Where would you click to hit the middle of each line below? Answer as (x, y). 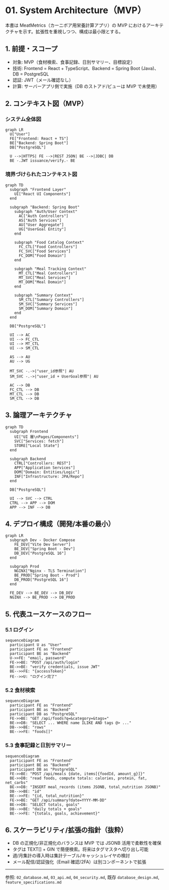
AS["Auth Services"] (40, 220)
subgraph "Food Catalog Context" (49, 242)
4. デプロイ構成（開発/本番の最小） (60, 524)
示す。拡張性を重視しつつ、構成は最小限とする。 (73, 31)
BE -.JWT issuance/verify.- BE (43, 161)
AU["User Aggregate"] (41, 225)
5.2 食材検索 (20, 690)
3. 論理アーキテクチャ (38, 415)
